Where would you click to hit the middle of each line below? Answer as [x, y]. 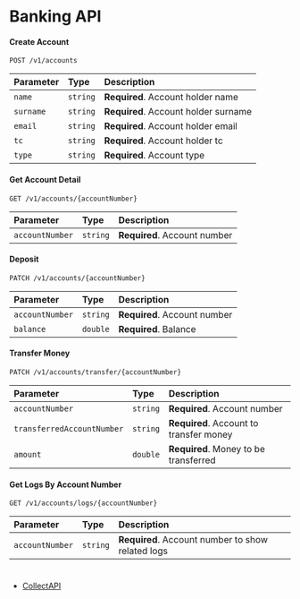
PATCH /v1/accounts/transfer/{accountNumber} [95, 372]
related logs [143, 551]
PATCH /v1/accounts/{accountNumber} [77, 278]
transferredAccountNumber [69, 428]
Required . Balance [157, 329]
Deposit [24, 259]
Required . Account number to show [193, 540]
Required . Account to [213, 423]
